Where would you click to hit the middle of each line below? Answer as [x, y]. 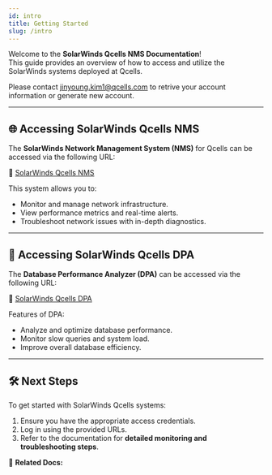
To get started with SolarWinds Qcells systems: [87, 405]
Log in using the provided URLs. [74, 429]
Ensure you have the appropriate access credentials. [108, 421]
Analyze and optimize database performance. [96, 330]
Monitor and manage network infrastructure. [94, 205]
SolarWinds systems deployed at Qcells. [76, 71]
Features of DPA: [36, 314]
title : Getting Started [49, 24]
